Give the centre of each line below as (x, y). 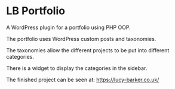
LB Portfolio (36, 11)
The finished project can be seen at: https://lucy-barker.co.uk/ (83, 80)
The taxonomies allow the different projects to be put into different (88, 50)
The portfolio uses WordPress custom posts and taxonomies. (81, 39)
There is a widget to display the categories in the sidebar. (77, 68)
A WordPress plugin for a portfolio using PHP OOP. (69, 27)
